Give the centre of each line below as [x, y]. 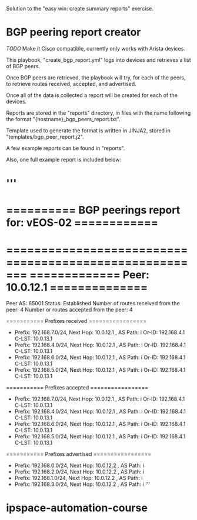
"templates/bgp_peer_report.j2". [45, 136]
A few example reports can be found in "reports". [66, 148]
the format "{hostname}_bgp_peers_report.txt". [63, 119]
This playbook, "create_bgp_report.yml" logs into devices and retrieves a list [98, 60]
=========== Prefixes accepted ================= [77, 388]
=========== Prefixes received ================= [76, 321]
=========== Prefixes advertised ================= [79, 454]
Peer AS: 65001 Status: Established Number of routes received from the [93, 304]
